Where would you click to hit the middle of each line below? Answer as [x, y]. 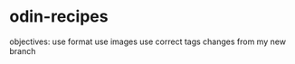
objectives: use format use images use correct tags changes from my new [148, 41]
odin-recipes [59, 17]
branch [23, 50]
